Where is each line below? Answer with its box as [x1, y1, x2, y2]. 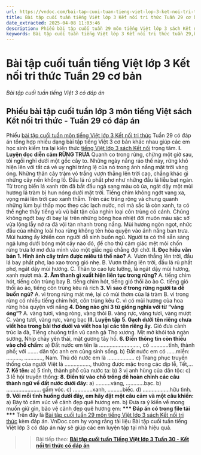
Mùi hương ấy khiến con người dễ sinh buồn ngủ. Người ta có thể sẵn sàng [6, 233, 190, 240]
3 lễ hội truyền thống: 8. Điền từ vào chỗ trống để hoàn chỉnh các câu [6, 373, 180, 380]
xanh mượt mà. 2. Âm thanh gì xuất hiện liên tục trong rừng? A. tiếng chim [6, 271, 191, 279]
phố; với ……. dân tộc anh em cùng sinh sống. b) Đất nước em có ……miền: [6, 347, 190, 355]
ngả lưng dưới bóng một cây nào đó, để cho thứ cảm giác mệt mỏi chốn [6, 240, 182, 247]
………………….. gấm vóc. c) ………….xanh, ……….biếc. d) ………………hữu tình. [6, 386, 192, 393]
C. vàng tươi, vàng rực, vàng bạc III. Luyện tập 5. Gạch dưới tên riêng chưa [6, 316, 192, 323]
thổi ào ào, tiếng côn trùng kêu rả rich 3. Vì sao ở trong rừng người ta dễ [6, 284, 185, 291]
